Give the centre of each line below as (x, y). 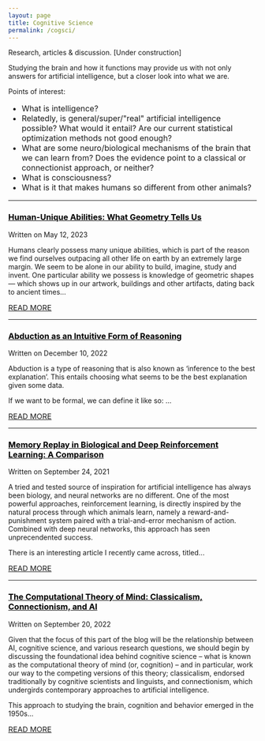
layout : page (30, 15)
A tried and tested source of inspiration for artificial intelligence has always (130, 487)
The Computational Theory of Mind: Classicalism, (106, 597)
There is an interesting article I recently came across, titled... (106, 553)
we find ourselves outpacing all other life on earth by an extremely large (125, 258)
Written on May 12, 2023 (48, 235)
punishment (28, 521)
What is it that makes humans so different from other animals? (137, 188)
